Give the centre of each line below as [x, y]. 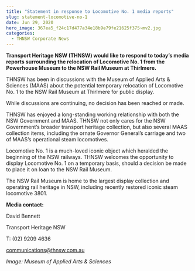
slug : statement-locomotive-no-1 [47, 17]
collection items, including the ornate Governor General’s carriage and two [96, 133]
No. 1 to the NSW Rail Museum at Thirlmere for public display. [80, 92]
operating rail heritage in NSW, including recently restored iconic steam [92, 187]
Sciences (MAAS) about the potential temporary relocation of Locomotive [95, 85]
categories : [20, 33]
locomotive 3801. [27, 193]
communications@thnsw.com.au [45, 250]
